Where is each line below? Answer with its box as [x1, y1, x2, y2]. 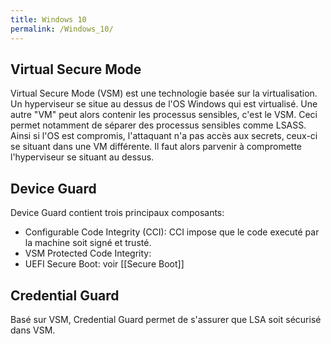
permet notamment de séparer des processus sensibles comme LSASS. [10, 119, 307, 131]
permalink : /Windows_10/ [10, 24, 114, 34]
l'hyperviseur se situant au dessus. [10, 151, 155, 163]
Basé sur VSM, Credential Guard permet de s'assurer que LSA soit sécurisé [10, 313, 322, 325]
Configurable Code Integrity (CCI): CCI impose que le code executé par [24, 226, 320, 238]
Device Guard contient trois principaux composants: [10, 207, 225, 219]
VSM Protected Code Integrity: [24, 247, 152, 260]
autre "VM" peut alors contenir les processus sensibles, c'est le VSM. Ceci [10, 109, 318, 121]
